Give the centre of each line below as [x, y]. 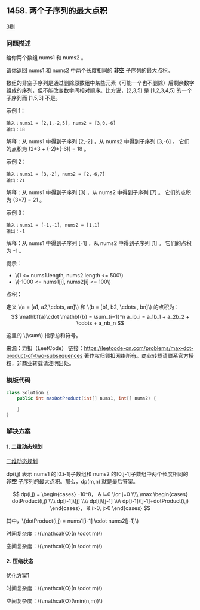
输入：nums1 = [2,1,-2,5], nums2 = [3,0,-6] [61, 123]
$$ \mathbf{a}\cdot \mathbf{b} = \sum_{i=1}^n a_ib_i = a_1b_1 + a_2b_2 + [100, 317]
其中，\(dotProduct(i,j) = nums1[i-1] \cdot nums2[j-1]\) [73, 521]
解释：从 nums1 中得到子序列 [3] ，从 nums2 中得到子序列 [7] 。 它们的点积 [99, 192]
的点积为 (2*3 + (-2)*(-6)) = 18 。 [48, 149]
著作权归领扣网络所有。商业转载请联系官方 [136, 356]
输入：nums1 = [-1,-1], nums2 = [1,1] [53, 225]
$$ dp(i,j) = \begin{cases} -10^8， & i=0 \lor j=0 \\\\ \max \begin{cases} [100, 494]
